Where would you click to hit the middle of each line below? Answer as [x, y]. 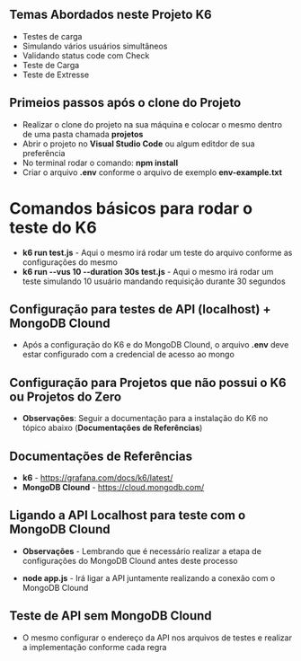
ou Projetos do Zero [66, 397]
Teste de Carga [51, 65]
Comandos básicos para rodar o [131, 208]
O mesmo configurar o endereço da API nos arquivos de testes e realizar [157, 638]
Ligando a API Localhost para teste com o [128, 516]
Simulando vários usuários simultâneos [95, 46]
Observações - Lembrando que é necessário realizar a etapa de [142, 551]
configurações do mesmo [70, 262]
